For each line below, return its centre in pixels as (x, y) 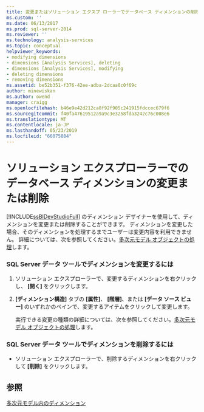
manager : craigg (27, 102)
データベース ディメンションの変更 (92, 184)
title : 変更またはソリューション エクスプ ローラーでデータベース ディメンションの (99, 12)
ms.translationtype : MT (36, 119)
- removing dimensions (35, 80)
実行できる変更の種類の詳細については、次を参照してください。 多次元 (102, 320)
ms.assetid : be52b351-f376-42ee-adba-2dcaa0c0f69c (72, 86)
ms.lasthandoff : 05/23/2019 (42, 131)
